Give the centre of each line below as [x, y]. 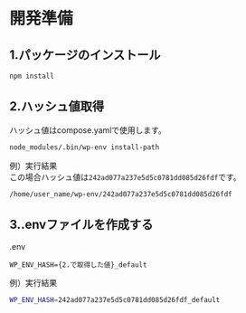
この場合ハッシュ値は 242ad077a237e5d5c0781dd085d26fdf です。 [125, 176]
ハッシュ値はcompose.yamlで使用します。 [88, 130]
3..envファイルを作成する [81, 224]
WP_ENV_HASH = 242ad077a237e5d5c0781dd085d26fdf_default [115, 300]
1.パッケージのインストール [85, 55]
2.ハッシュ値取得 [57, 106]
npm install [32, 76]
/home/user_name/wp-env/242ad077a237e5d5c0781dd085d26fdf [121, 194]
